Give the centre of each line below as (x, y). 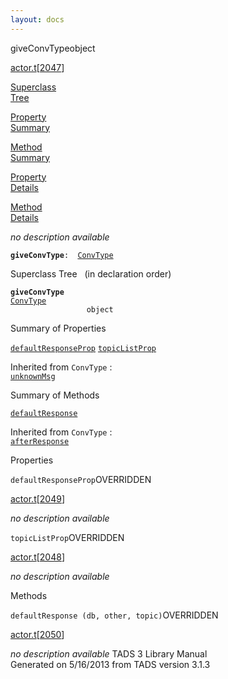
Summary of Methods (55, 395)
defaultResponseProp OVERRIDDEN (81, 479)
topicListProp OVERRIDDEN (67, 537)
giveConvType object (53, 48)
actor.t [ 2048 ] (38, 557)
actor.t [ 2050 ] (37, 634)
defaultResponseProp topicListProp (83, 348)
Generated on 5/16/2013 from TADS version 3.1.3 (110, 664)
